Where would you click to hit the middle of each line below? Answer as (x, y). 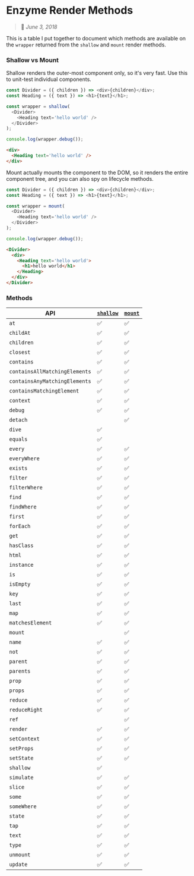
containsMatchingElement (44, 391)
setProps (21, 749)
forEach (20, 526)
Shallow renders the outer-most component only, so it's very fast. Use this (97, 73)
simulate (21, 778)
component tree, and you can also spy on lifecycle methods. (80, 178)
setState (21, 758)
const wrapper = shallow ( (38, 106)
